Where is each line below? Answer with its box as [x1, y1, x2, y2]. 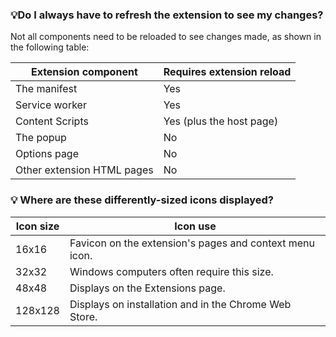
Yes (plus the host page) [163, 114, 279, 128]
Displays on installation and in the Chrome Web [69, 297, 292, 311]
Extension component [30, 65, 138, 79]
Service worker [15, 98, 87, 112]
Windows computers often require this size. [69, 264, 274, 278]
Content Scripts [15, 114, 89, 128]
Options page [15, 147, 80, 161]
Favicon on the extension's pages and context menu [69, 236, 316, 250]
